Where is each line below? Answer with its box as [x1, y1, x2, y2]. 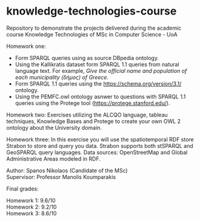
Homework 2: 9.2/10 [6, 203, 57, 210]
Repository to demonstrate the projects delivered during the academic [6, 24, 182, 32]
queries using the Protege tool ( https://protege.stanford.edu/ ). [15, 99, 170, 107]
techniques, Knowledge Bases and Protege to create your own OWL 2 [6, 117, 181, 125]
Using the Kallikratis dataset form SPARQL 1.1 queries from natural [15, 61, 180, 68]
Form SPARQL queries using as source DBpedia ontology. [15, 54, 159, 61]
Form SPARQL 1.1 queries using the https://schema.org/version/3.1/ [15, 80, 182, 87]
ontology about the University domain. [6, 124, 102, 131]
